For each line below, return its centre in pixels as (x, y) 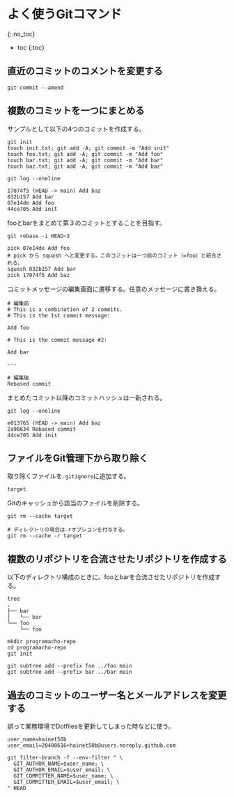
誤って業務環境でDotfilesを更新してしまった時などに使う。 (91, 726)
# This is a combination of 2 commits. (65, 309)
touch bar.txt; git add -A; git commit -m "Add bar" (85, 160)
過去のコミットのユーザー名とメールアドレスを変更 (117, 695)
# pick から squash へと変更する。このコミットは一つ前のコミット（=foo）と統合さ (115, 255)
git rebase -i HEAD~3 (39, 236)
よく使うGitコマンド (64, 14)
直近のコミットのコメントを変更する (85, 71)
